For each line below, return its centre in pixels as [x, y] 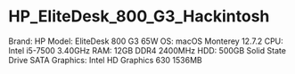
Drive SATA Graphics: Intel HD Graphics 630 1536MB [105, 60]
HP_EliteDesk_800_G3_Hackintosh [139, 16]
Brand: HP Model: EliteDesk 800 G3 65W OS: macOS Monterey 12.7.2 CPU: [146, 41]
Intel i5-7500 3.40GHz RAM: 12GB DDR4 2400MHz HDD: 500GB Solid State [147, 50]
